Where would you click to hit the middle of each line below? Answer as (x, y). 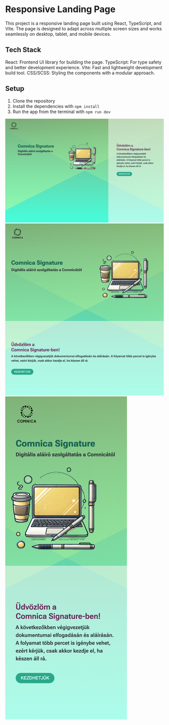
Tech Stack (23, 50)
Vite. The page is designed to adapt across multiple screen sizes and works (83, 28)
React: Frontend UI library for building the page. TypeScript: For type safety (83, 62)
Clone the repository (34, 101)
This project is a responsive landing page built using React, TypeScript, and (83, 23)
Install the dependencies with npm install (56, 106)
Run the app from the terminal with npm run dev (61, 112)
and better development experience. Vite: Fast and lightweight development (84, 67)
